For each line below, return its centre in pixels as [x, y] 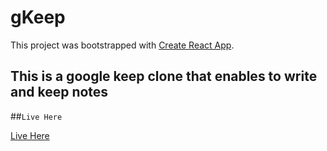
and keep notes [59, 92]
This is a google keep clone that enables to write [164, 76]
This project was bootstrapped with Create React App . [122, 45]
